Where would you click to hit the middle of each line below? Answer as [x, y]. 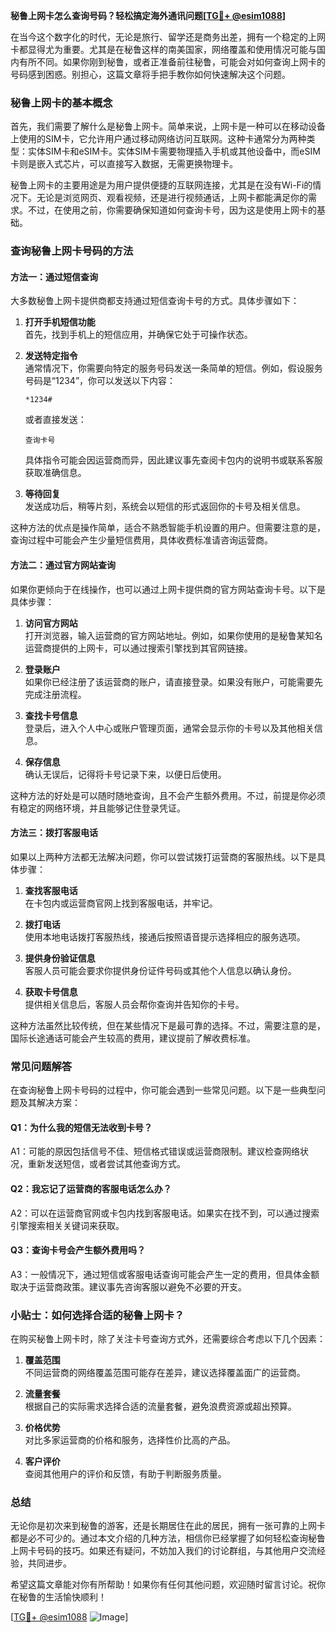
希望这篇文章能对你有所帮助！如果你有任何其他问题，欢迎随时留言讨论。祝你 [168, 1585]
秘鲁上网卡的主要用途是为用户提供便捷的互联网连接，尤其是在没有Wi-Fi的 [161, 185]
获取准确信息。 [55, 473]
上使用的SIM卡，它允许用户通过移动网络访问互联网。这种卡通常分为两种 [158, 139]
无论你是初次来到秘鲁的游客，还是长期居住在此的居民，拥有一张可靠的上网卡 [168, 1526]
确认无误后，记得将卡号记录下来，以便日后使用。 [125, 774]
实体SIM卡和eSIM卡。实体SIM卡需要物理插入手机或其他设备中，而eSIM [174, 151]
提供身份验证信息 [60, 958]
